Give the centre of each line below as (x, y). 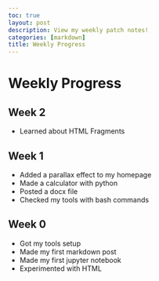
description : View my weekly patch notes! (78, 30)
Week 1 (26, 156)
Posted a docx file (49, 191)
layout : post (29, 23)
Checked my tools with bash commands (84, 199)
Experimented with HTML (60, 268)
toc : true (24, 15)
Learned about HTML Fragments (72, 131)
